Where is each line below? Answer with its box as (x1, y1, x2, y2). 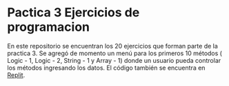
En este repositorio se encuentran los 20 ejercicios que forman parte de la (7, 42, 219, 50)
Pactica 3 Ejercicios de (7, 5, 140, 20)
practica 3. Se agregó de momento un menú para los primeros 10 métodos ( (7, 49, 223, 57)
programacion (7, 19, 90, 35)
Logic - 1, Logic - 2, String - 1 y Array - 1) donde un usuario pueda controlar (7, 56, 221, 64)
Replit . (7, 70, 26, 79)
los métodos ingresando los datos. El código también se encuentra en (7, 63, 206, 72)
